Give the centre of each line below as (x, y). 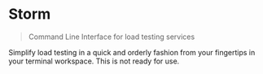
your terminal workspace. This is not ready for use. (94, 61)
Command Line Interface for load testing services (112, 37)
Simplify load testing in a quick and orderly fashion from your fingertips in (132, 52)
